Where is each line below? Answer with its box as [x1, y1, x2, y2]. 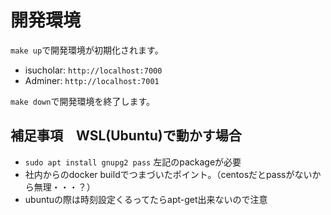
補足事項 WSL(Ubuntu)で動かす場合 [10, 127, 242, 145]
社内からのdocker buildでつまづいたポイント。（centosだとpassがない [24, 168, 313, 180]
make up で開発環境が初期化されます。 [10, 44, 164, 56]
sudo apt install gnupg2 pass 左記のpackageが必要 [24, 156, 242, 168]
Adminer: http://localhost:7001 [24, 74, 160, 86]
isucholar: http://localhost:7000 [24, 64, 163, 76]
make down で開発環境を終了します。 [10, 95, 156, 107]
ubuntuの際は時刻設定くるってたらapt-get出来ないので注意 [24, 193, 268, 205]
